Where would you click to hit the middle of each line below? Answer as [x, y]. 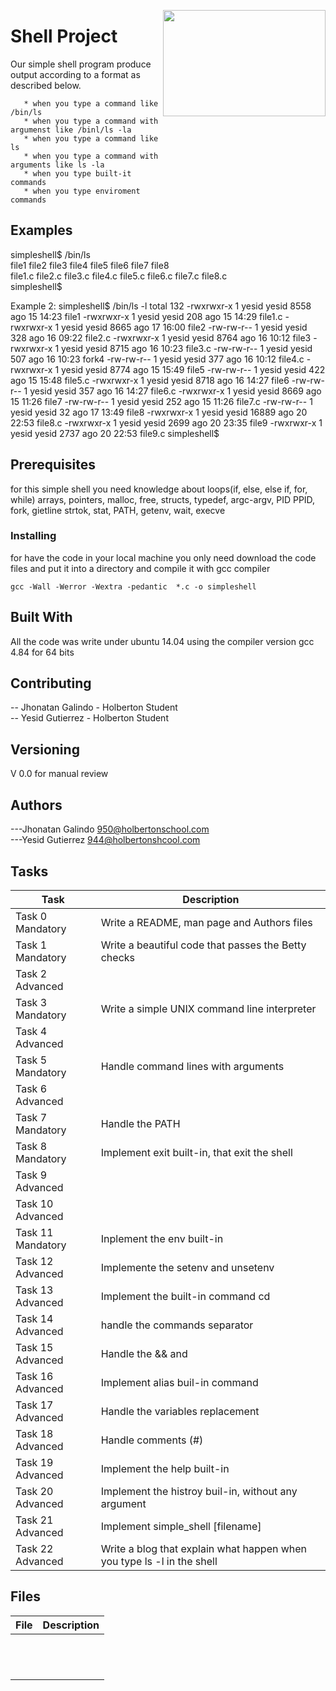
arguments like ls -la [57, 165]
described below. [46, 85]
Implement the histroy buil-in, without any [199, 1491]
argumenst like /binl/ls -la [71, 130]
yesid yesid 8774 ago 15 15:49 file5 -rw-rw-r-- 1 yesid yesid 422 [193, 369]
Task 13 [34, 1290]
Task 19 [34, 1462]
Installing [33, 536]
